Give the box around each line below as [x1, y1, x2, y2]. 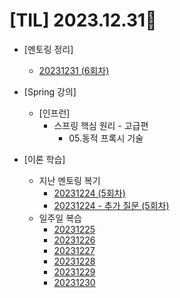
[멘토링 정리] [23, 43, 74, 55]
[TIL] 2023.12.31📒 [9, 9, 157, 32]
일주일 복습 [38, 212, 82, 224]
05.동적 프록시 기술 [68, 132, 144, 144]
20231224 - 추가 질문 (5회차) [53, 199, 170, 211]
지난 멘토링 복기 [38, 174, 101, 186]
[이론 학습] [23, 153, 66, 165]
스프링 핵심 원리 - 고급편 [53, 119, 149, 131]
